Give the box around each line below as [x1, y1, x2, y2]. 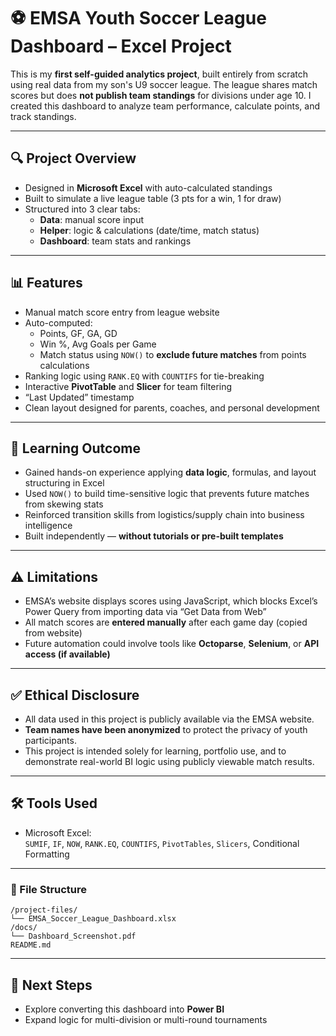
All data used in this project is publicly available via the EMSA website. [24, 713, 315, 725]
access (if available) [24, 648, 111, 660]
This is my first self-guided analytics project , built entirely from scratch [10, 68, 308, 80]
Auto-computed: [24, 316, 93, 329]
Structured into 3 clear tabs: [24, 203, 141, 215]
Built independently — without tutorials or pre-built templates [24, 530, 284, 542]
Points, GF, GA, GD [39, 327, 118, 339]
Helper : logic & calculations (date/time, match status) [39, 224, 260, 236]
